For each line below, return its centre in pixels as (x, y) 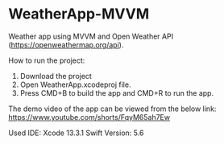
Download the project (56, 76)
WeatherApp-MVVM (79, 14)
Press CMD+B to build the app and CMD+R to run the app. (117, 93)
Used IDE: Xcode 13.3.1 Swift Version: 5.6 (76, 133)
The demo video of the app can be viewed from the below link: (112, 109)
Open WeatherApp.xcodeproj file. (75, 84)
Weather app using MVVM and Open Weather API (91, 36)
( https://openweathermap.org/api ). (66, 44)
